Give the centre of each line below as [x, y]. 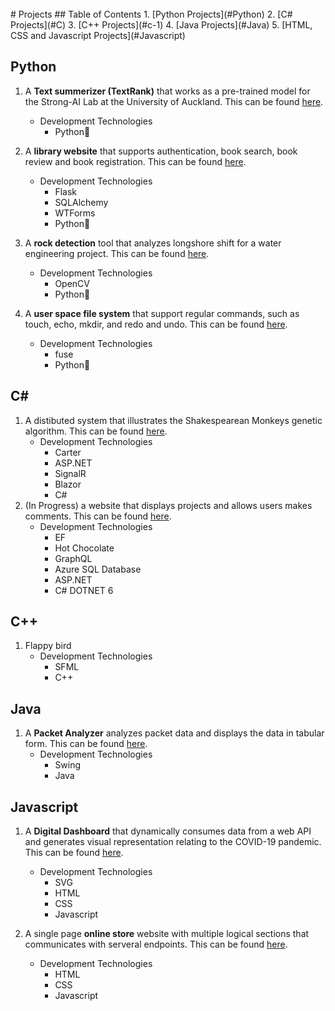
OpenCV [72, 283]
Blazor [68, 484]
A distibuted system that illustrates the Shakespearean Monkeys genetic [173, 420]
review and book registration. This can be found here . [135, 161]
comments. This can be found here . [98, 516]
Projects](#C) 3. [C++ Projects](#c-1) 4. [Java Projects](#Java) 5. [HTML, [161, 25]
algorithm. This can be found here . [96, 431]
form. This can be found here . [86, 744]
